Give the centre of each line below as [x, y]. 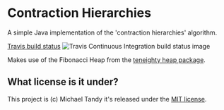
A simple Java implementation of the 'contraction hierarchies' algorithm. [112, 32]
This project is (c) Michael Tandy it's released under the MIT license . [107, 99]
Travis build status [34, 46]
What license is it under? [63, 82]
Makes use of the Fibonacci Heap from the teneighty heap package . [107, 60]
